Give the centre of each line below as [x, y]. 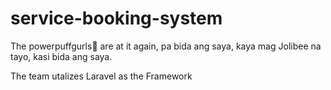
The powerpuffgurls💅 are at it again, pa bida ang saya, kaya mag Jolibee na [166, 46]
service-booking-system [116, 18]
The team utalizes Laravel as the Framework [101, 76]
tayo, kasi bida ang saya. [61, 56]
